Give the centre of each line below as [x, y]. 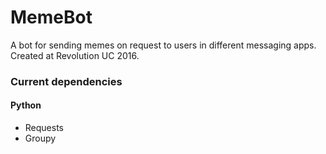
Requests [44, 128]
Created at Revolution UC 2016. [75, 55]
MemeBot [51, 17]
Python [26, 105]
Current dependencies [66, 81]
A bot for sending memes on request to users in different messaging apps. [163, 45]
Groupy [40, 138]
